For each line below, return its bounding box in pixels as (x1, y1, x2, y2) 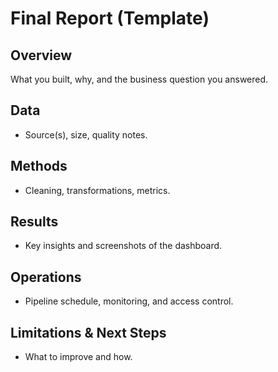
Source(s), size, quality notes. (24, 128, 148, 141)
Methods (10, 158, 68, 175)
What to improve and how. (24, 351, 133, 363)
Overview (10, 47, 73, 64)
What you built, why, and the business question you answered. (10, 73, 269, 85)
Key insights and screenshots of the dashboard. (24, 240, 223, 252)
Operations (10, 268, 82, 286)
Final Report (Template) (10, 7, 210, 30)
